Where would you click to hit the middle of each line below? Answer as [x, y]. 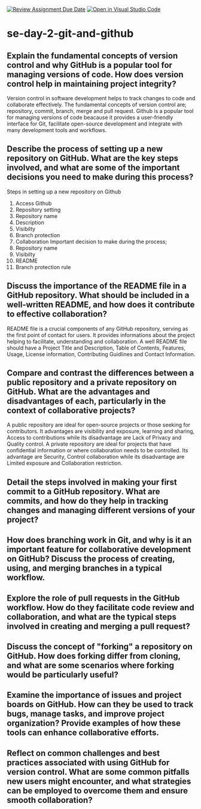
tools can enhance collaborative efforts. [83, 733]
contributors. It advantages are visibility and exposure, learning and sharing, [101, 431]
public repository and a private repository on [92, 382]
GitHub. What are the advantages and [78, 392]
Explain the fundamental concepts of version [92, 56]
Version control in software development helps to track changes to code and [101, 98]
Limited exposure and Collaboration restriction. [65, 463]
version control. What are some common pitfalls [98, 772]
